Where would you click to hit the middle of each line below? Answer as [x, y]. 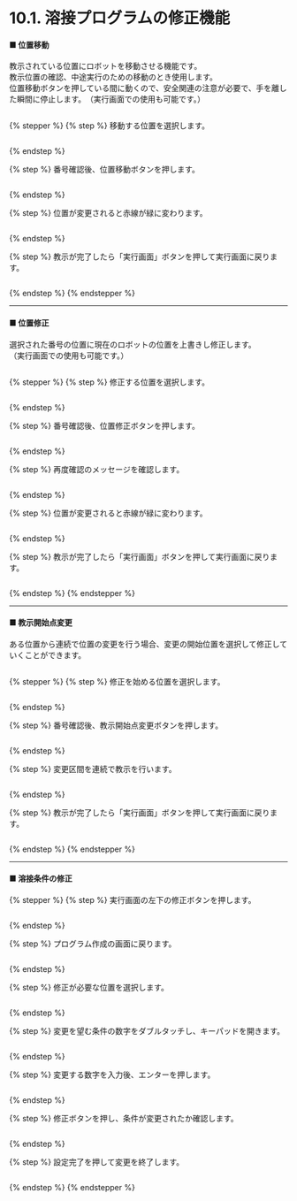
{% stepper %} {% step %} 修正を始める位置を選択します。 [117, 681]
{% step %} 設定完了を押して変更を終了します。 [96, 1162]
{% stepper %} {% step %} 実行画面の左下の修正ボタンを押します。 [133, 900]
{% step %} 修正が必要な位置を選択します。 [89, 987]
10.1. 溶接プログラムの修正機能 [120, 18]
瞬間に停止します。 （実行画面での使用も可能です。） [111, 99]
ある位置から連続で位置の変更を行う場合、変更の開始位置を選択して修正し [145, 644]
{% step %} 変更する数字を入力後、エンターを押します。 [112, 1075]
